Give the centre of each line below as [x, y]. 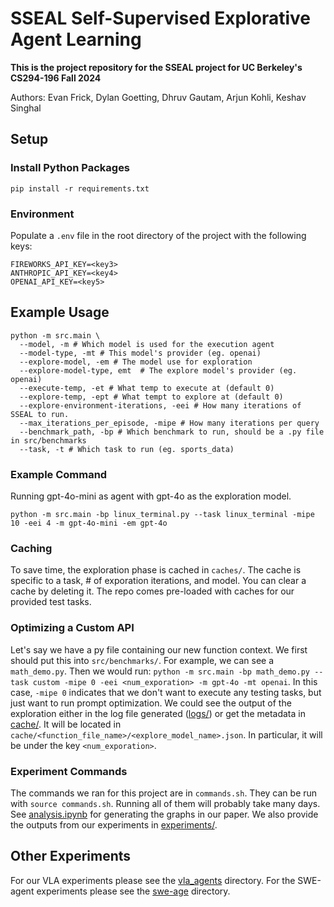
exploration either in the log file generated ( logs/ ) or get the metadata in [158, 713]
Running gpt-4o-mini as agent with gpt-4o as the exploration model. [151, 496]
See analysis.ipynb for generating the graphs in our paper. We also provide [164, 814]
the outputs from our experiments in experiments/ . [114, 824]
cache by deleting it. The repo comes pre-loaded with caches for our [152, 591]
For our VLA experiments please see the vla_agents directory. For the [153, 880]
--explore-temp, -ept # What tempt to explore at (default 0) [151, 397]
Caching [31, 548]
